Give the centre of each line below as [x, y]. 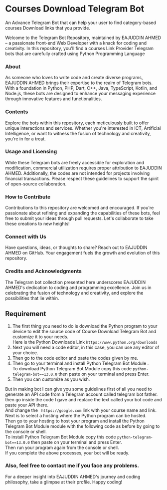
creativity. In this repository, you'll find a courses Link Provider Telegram [79, 48]
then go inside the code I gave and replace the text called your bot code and [83, 399]
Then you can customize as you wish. [51, 379]
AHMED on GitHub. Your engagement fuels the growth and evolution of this [83, 253]
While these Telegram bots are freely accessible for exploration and [75, 162]
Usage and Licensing [31, 152]
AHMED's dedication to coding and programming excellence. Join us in [78, 287]
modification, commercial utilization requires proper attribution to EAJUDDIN [83, 168]
